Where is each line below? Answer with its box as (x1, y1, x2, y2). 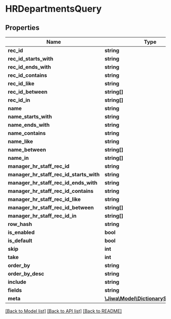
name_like (8, 138, 33, 145)
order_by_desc (8, 270, 44, 277)
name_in (8, 155, 29, 161)
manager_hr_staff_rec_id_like (8, 196, 81, 202)
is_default (8, 237, 33, 244)
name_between (8, 146, 46, 153)
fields (8, 287, 22, 294)
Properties (5, 23, 40, 32)
